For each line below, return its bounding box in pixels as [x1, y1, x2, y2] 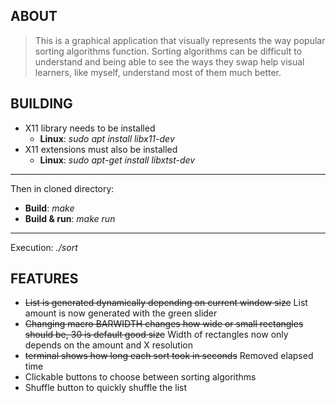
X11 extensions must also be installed [24, 143, 178, 155]
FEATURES [10, 270, 79, 288]
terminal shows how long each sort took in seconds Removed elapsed [24, 350, 314, 362]
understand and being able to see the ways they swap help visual [34, 55, 305, 68]
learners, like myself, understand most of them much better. [34, 66, 282, 78]
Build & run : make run [24, 212, 116, 224]
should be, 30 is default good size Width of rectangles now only [24, 329, 289, 341]
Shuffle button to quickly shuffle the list [24, 382, 188, 394]
